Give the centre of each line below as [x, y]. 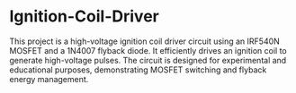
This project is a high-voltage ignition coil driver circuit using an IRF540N [145, 41]
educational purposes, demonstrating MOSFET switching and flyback [138, 70]
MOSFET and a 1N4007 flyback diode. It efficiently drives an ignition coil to [148, 50]
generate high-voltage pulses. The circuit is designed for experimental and [148, 60]
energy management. [49, 79]
